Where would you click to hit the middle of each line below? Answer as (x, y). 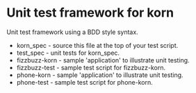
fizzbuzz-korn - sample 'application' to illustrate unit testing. (103, 60)
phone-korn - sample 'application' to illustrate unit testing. (100, 75)
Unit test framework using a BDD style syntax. (72, 32)
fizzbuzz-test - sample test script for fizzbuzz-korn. (91, 67)
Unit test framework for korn (90, 13)
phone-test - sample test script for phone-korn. (85, 82)
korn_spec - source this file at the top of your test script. (97, 45)
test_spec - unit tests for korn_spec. (68, 53)
